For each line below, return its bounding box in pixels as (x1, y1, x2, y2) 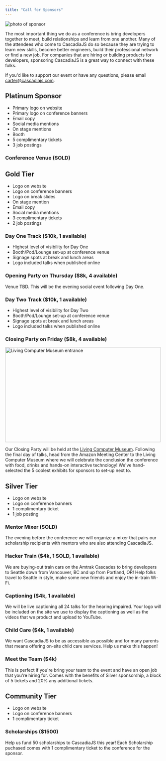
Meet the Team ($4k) (5, 656, 57, 663)
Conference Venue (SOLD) (5, 154, 71, 161)
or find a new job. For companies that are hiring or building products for (5, 52, 152, 58)
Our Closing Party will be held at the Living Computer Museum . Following (5, 447, 155, 453)
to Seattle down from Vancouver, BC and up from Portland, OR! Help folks (5, 569, 156, 575)
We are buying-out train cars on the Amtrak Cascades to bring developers (5, 564, 157, 570)
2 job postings (12, 220, 42, 226)
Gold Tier (5, 170, 35, 178)
